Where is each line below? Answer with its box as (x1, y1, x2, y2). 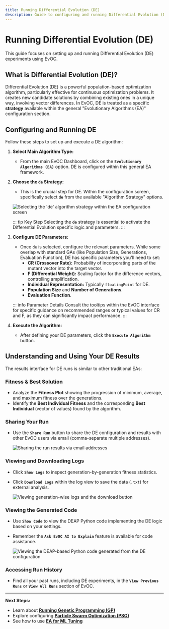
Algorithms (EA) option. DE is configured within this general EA (20, 164, 152, 170)
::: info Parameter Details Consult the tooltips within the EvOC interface (12, 302, 160, 308)
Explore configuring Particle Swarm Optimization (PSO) (12, 613, 130, 619)
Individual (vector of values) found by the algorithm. (12, 406, 122, 412)
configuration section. (5, 111, 51, 117)
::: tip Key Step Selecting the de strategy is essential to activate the (12, 219, 150, 225)
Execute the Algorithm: (12, 323, 62, 329)
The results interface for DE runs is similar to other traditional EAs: (5, 365, 142, 372)
